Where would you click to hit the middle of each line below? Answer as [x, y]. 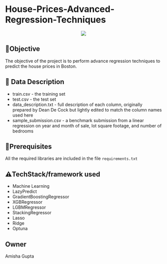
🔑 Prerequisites [29, 146]
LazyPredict [25, 192]
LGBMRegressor [29, 207]
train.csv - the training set [39, 94]
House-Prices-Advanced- [60, 9]
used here [23, 115]
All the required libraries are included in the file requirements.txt [71, 158]
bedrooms [23, 131]
